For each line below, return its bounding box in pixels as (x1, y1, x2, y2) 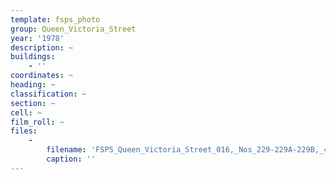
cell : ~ (10, 107, 43, 118)
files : (10, 126, 38, 136)
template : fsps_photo (10, 14, 101, 25)
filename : (46, 145, 87, 155)
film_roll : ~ (10, 117, 65, 127)
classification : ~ (10, 89, 87, 99)
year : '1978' (10, 33, 65, 43)
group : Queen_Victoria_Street (10, 24, 137, 34)
